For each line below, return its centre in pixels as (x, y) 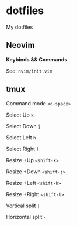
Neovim (20, 45)
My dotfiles (20, 27)
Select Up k (20, 115)
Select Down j (23, 126)
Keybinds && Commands (37, 59)
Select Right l (23, 149)
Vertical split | (23, 206)
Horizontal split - (26, 217)
